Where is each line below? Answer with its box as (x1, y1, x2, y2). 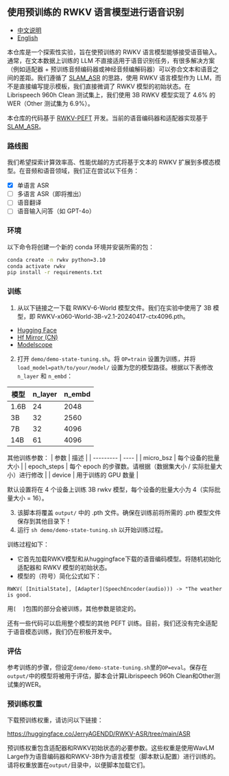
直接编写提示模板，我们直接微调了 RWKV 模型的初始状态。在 (19, 82, 191, 90)
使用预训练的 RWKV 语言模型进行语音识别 (7, 6, 184, 19)
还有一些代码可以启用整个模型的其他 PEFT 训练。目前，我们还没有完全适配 (7, 619, 218, 627)
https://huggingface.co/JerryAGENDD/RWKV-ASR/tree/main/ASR (7, 729, 191, 738)
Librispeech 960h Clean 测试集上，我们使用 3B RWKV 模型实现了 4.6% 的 (7, 90, 216, 99)
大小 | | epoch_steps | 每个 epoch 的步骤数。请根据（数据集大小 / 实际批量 (7, 462, 217, 470)
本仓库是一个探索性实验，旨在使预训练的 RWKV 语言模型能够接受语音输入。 (7, 47, 221, 56)
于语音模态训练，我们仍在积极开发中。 (7, 627, 115, 635)
